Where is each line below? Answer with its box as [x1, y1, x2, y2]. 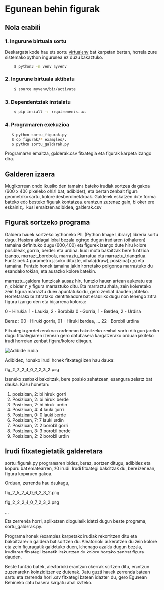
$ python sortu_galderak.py [11, 142, 69, 147]
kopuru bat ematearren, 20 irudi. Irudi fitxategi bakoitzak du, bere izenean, [5, 465, 156, 472]
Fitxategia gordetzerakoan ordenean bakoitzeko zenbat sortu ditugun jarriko [5, 327, 160, 333]
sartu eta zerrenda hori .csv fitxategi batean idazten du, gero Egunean [5, 574, 147, 580]
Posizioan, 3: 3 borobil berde [12, 428, 71, 434]
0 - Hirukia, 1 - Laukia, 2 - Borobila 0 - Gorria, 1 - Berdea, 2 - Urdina [5, 308, 141, 314]
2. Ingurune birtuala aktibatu [5, 75, 75, 82]
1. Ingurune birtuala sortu [5, 38, 67, 45]
